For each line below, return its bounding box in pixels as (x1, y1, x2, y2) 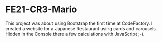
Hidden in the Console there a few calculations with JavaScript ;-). (5, 31, 145, 37)
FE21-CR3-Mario (5, 4, 77, 15)
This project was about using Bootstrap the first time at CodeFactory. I (5, 20, 153, 26)
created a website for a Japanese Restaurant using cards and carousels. (5, 25, 157, 31)
